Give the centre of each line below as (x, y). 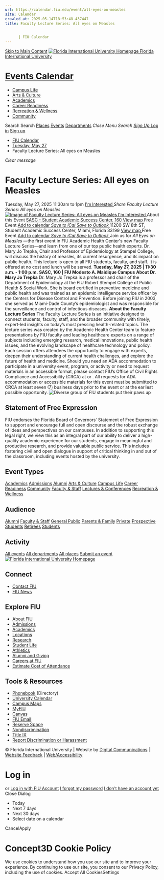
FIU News (22, 591)
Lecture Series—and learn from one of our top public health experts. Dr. (78, 246)
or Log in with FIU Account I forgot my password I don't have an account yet (82, 789)
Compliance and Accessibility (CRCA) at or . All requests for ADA (70, 376)
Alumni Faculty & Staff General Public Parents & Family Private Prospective (80, 521)
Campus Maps (27, 703)
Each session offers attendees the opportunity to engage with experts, (76, 350)
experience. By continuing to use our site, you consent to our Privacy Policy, (82, 867)
